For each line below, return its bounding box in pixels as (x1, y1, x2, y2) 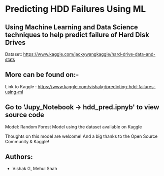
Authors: (5, 153, 33, 161)
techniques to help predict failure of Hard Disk (5, 30, 149, 39)
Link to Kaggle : (5, 83, 37, 89)
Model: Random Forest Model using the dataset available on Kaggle (5, 124, 142, 129)
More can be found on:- (5, 71, 79, 79)
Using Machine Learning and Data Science (5, 23, 138, 31)
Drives (5, 38, 26, 47)
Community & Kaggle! (5, 138, 49, 144)
